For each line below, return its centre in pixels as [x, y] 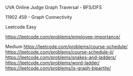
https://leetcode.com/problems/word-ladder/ [52, 63]
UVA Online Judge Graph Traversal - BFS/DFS [54, 7]
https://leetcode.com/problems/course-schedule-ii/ [59, 52]
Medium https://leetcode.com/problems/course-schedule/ [66, 47]
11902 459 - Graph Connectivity [39, 17]
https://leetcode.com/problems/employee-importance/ [63, 37]
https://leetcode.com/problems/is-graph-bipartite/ [58, 68]
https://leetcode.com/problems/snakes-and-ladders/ [61, 57]
